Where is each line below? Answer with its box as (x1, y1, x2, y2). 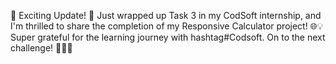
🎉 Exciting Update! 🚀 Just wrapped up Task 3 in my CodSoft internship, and (10, 10, 322, 21)
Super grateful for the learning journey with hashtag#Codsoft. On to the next (10, 31, 326, 43)
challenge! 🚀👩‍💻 (10, 42, 73, 54)
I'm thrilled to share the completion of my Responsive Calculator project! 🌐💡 (10, 20, 324, 32)
